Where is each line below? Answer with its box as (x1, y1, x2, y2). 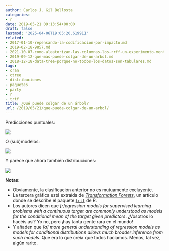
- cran (5, 68, 19, 73)
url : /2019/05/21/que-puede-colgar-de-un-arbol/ (5, 106, 109, 111)
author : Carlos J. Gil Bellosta (5, 7, 73, 13)
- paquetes (5, 82, 28, 87)
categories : (5, 12, 30, 17)
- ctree (5, 73, 22, 78)
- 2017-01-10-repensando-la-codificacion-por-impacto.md (5, 40, 127, 45)
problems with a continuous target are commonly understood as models (12, 208, 163, 214)
